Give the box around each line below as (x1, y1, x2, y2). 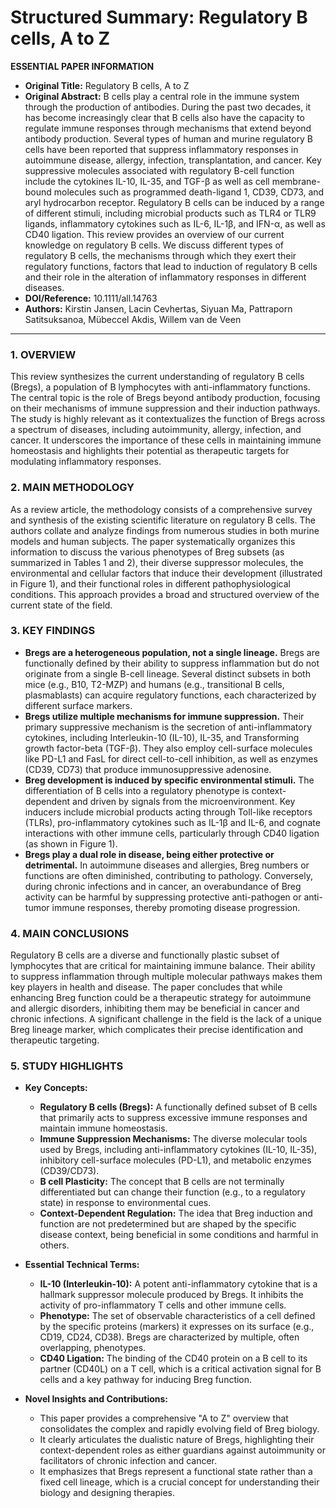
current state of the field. (10, 599, 113, 611)
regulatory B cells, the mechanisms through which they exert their (24, 249, 297, 261)
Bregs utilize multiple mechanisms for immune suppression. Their (24, 710, 305, 722)
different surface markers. (24, 699, 133, 711)
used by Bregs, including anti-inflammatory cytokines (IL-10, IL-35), (39, 1144, 318, 1156)
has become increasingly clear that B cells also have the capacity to (24, 111, 305, 123)
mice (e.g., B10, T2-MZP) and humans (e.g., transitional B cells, (24, 678, 285, 690)
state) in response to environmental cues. (39, 1197, 212, 1209)
